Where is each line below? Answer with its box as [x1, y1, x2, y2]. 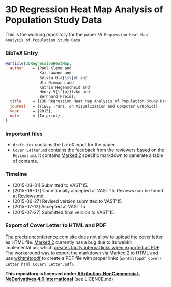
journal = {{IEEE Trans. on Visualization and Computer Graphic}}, [10, 103, 160, 109]
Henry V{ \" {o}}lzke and [39, 89, 90, 95]
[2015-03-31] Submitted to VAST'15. [12, 182, 88, 188]
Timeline [5, 170, 27, 177]
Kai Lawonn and [39, 70, 72, 75]
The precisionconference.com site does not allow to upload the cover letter [5, 233, 163, 240]
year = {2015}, [10, 108, 53, 113]
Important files [5, 130, 43, 137]
